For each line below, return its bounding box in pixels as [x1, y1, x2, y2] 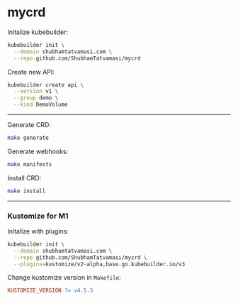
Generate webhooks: [7, 147, 69, 155]
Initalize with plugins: [7, 226, 69, 235]
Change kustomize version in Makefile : [7, 273, 122, 282]
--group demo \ [13, 94, 59, 102]
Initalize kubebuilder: [7, 28, 69, 36]
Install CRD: [7, 173, 42, 182]
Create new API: [7, 67, 55, 76]
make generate [7, 134, 50, 142]
